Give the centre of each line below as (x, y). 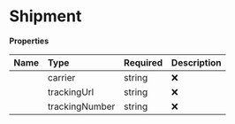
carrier (61, 77)
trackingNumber (81, 106)
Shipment (45, 16)
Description (197, 62)
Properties (29, 41)
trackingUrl (71, 92)
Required (143, 62)
